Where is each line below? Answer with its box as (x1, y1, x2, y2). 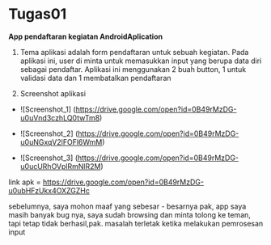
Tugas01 (8, 5, 67, 23)
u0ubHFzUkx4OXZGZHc (8, 185, 91, 195)
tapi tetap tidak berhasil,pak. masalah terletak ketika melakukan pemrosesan (8, 218, 264, 228)
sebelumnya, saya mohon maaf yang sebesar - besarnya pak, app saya (8, 201, 247, 211)
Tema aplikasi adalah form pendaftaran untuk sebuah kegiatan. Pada (19, 47, 249, 57)
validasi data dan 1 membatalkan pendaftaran (19, 73, 171, 82)
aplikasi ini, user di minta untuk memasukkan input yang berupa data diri (19, 56, 262, 65)
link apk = (8, 177, 41, 187)
